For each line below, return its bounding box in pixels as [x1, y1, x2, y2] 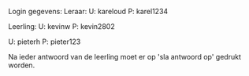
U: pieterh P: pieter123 [8, 37, 81, 46]
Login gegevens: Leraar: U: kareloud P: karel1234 [8, 7, 169, 16]
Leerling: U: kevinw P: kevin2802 [8, 22, 116, 31]
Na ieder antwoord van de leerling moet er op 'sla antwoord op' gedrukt [8, 52, 242, 61]
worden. [8, 60, 35, 70]
